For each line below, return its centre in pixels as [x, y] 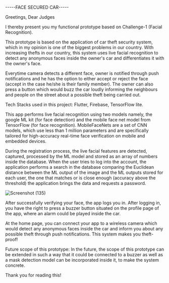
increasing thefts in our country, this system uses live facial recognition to [82, 53]
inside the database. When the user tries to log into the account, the [76, 162]
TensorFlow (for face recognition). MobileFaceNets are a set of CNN [76, 125]
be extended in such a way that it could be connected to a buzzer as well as [84, 254]
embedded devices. [26, 141]
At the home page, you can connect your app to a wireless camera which [81, 223]
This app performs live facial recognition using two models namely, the [79, 114]
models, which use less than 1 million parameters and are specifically [77, 130]
